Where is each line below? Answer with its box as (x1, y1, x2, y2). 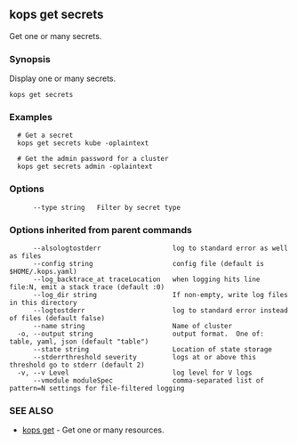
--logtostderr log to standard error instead (32, 306, 289, 315)
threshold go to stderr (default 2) (9, 360, 145, 369)
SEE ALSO (9, 404, 54, 416)
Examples (9, 111, 53, 124)
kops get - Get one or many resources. (21, 424, 165, 435)
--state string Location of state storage (32, 345, 273, 354)
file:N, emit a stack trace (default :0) (9, 283, 165, 292)
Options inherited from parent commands (9, 223, 193, 236)
